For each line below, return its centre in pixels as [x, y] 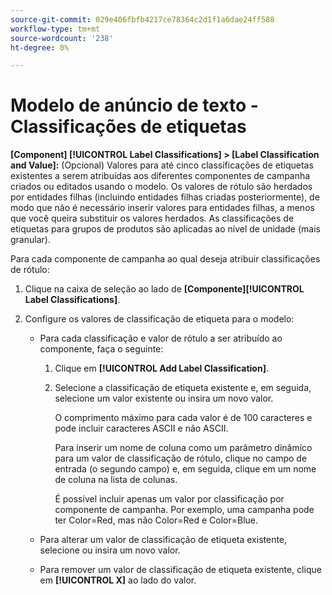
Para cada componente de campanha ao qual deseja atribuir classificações [165, 259]
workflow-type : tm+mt [55, 29]
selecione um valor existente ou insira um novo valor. [164, 398]
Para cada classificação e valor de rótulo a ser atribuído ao [161, 338]
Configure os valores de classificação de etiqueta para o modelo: [159, 319]
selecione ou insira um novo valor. [110, 550]
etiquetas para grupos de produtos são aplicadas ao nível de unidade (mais [165, 229]
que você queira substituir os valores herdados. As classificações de [152, 218]
